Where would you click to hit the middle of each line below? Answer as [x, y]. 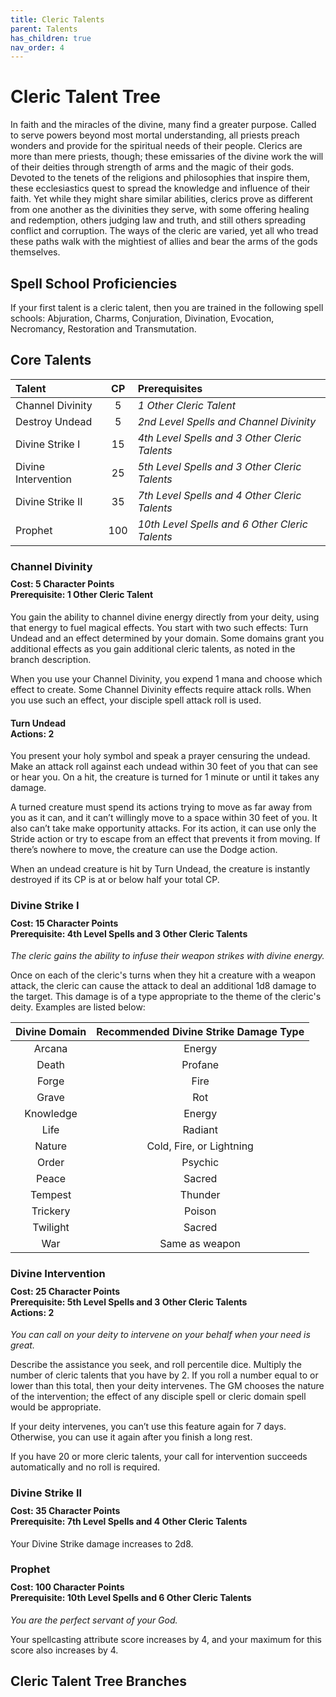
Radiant [200, 1130]
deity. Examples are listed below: [78, 1007]
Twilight [51, 1228]
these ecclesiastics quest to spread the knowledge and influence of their [160, 188]
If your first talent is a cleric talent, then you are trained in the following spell [167, 307]
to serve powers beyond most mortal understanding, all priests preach [155, 135]
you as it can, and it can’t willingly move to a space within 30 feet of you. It [164, 818]
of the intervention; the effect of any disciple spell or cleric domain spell [158, 1397]
